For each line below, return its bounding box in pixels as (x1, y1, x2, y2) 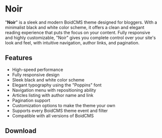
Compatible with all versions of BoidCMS (12, 112, 94, 119)
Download (5, 127, 36, 135)
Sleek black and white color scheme (12, 77, 85, 83)
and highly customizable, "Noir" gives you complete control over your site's (5, 35, 156, 41)
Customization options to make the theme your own (12, 102, 115, 108)
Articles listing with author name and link (12, 92, 94, 98)
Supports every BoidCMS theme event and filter (12, 108, 108, 113)
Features (5, 54, 32, 62)
